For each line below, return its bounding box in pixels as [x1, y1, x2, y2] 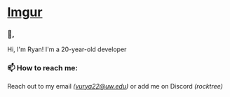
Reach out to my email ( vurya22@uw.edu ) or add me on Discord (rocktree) [7, 82, 223, 90]
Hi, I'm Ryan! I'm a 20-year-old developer [7, 45, 127, 53]
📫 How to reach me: [7, 63, 79, 73]
